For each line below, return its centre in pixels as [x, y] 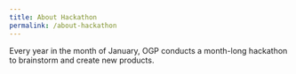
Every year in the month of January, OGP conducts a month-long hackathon [148, 50]
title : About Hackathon [53, 17]
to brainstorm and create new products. [82, 60]
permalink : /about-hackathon [63, 26]
